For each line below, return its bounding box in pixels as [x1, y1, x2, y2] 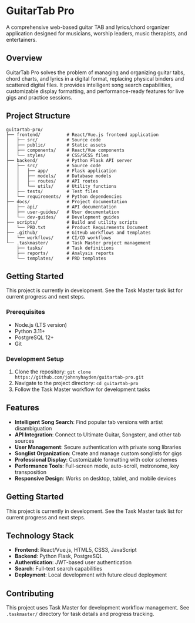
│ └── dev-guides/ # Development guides [6, 214, 119, 220]
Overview [6, 53, 43, 63]
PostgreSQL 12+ [14, 334, 54, 341]
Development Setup [6, 354, 64, 363]
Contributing [6, 588, 54, 598]
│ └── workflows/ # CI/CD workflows [6, 234, 112, 241]
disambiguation [14, 425, 52, 432]
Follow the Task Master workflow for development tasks [14, 386, 150, 393]
